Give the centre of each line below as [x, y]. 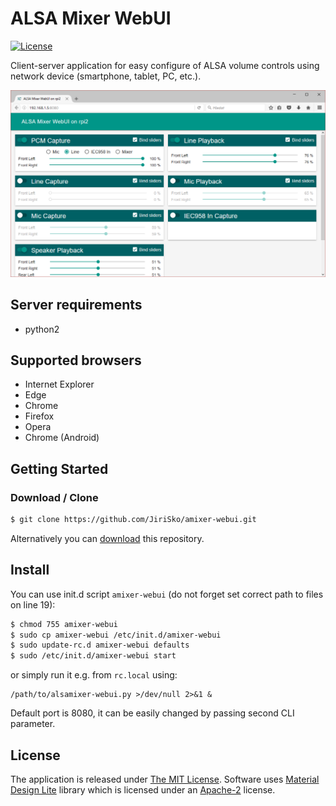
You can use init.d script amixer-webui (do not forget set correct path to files [167, 594]
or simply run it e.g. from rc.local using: [94, 675]
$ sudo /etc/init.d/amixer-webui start [93, 656]
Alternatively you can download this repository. [107, 538]
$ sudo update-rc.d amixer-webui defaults [100, 645]
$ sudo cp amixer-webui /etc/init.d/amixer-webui [116, 635]
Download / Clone [54, 497]
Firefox [39, 416]
